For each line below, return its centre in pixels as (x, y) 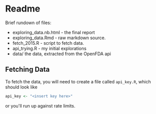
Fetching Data (28, 70)
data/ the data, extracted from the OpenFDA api (62, 54)
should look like (21, 87)
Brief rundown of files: (28, 23)
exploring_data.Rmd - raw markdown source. (59, 38)
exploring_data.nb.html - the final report (54, 32)
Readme (23, 9)
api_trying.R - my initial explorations (49, 48)
